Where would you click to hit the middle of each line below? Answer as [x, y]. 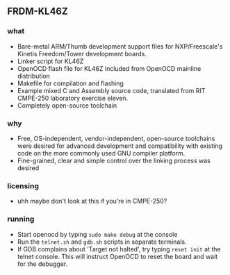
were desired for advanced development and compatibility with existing [120, 146]
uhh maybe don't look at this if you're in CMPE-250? [92, 201]
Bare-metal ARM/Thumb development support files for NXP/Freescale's [120, 46]
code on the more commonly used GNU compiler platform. [101, 153]
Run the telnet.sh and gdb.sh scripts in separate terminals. [102, 242]
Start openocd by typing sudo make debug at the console [97, 234]
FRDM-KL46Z [38, 11]
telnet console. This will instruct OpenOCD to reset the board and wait [117, 256]
